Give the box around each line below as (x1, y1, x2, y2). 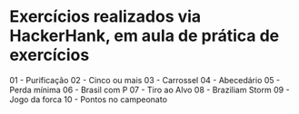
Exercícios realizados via (9, 6, 202, 27)
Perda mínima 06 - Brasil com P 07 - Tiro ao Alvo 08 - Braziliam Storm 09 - (9, 84, 290, 95)
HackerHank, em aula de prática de (9, 25, 280, 46)
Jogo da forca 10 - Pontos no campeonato (9, 93, 168, 105)
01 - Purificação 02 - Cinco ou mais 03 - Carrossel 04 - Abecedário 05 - (9, 74, 281, 85)
